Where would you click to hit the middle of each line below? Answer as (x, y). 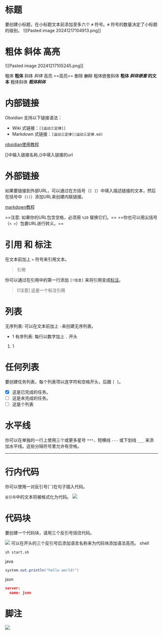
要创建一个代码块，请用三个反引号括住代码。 (50, 532)
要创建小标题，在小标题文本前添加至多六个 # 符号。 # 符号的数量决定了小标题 (81, 24)
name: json (20, 593)
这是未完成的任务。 (31, 398)
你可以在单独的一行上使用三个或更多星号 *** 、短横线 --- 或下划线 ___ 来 (77, 440)
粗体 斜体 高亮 (33, 52)
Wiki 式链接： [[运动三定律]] (39, 128)
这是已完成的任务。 (31, 392)
